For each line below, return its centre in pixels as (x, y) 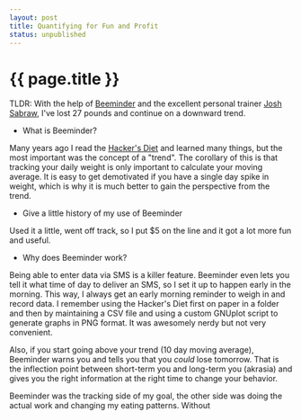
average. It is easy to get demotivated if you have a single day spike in (139, 177)
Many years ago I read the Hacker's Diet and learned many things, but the (146, 148)
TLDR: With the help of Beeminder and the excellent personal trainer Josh (146, 103)
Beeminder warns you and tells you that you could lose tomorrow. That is (144, 360)
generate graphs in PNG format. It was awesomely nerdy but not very (138, 323)
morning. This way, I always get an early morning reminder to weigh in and (147, 294)
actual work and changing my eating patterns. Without (110, 406)
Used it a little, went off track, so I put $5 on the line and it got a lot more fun (150, 231)
